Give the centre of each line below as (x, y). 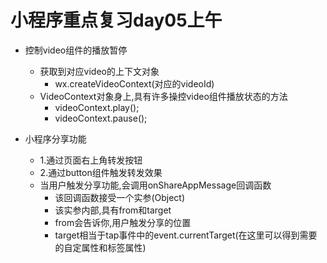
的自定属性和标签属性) (100, 247)
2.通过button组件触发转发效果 (101, 172)
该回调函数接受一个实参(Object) (120, 197)
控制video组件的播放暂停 (76, 50)
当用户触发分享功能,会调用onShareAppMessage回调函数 (155, 185)
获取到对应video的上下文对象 (99, 71)
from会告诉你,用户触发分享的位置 (123, 222)
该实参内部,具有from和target (113, 210)
